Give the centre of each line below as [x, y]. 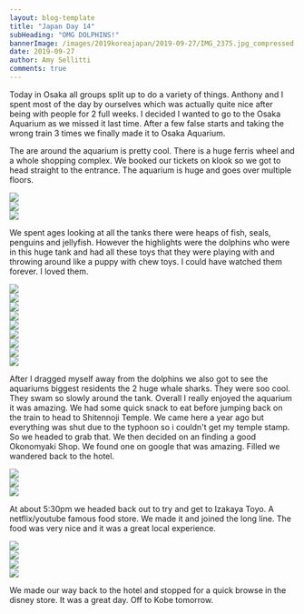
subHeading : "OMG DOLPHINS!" [64, 35]
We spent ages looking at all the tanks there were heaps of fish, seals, [140, 232]
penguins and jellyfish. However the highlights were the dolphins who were [150, 242]
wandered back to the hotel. [62, 456]
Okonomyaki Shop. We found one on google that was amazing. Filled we [145, 446]
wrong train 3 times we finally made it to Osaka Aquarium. [118, 133]
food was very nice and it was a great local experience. [113, 528]
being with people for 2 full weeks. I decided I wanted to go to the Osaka [145, 114]
